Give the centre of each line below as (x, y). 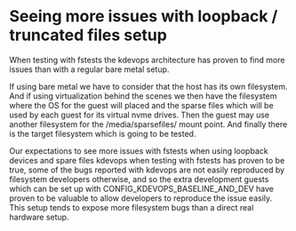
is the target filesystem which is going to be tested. (103, 133)
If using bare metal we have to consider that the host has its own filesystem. (148, 86)
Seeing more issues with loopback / (144, 16)
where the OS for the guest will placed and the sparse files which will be (141, 105)
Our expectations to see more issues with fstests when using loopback (139, 151)
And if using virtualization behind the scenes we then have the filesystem (143, 96)
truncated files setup (88, 35)
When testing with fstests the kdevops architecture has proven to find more (147, 60)
